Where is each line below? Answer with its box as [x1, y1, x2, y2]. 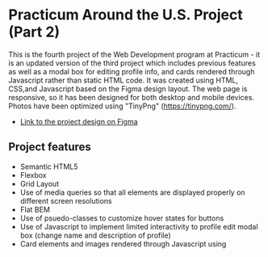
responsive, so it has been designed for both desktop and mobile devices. [8, 92, 254, 102]
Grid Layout [19, 179, 59, 188]
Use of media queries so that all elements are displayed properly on [19, 187, 245, 197]
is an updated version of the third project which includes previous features [8, 58, 256, 68]
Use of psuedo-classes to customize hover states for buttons [19, 213, 224, 223]
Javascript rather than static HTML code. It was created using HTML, [8, 75, 239, 85]
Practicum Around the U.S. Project [8, 6, 244, 24]
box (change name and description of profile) [19, 230, 171, 240]
